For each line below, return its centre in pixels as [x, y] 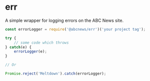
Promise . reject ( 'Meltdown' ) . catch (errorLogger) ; [56, 74]
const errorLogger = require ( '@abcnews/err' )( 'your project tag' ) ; [75, 29]
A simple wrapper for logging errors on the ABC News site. [64, 20]
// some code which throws [41, 43]
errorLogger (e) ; [31, 52]
